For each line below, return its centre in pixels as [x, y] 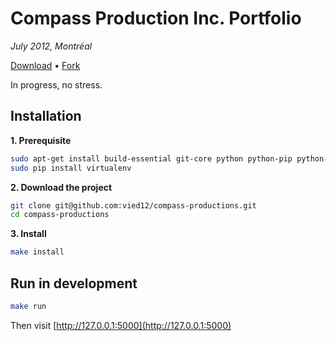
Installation [46, 116]
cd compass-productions [60, 215]
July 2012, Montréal [51, 46]
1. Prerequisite [41, 140]
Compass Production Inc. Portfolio [156, 18]
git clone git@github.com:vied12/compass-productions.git [133, 205]
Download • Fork [45, 65]
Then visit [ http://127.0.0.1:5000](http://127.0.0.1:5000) [121, 325]
